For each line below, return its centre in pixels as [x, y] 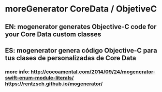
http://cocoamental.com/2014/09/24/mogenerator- [93, 72]
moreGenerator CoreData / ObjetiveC [81, 9]
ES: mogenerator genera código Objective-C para [81, 50]
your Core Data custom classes [53, 34]
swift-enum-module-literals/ [39, 78]
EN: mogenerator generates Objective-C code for [81, 27]
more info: [17, 72]
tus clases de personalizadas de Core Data [71, 58]
